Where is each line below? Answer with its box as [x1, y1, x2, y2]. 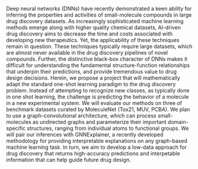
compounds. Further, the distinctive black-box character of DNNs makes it [6, 56, 188, 62]
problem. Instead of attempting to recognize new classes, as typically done [6, 87, 190, 94]
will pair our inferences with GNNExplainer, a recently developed [6, 131, 164, 138]
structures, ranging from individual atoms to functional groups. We [27, 125, 189, 132]
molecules [6, 119, 31, 125]
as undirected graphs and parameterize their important [32, 119, 167, 125]
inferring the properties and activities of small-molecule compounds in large [6, 11, 192, 18]
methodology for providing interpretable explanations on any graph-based [6, 138, 188, 144]
